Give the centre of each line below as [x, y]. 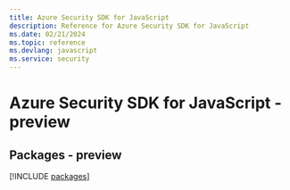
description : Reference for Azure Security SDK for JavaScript [129, 26]
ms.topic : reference [48, 42]
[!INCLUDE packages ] [50, 176]
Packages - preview [66, 155]
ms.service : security [50, 59]
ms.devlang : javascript [54, 51]
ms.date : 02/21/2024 [48, 34]
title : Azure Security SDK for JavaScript [89, 17]
